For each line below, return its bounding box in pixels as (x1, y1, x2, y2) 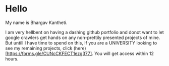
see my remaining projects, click (5, 45, 73, 51)
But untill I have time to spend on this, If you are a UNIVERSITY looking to (5, 39, 157, 45)
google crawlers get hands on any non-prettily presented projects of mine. (5, 34, 160, 40)
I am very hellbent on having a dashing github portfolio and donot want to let (5, 29, 164, 35)
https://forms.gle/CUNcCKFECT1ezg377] (7, 50, 92, 56)
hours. (5, 55, 19, 61)
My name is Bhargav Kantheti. (5, 19, 68, 25)
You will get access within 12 (94, 50, 154, 56)
